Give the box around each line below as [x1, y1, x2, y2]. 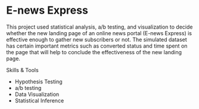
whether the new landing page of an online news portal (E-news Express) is [6, 29, 192, 36]
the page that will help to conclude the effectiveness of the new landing [6, 48, 182, 55]
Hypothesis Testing [14, 78, 63, 85]
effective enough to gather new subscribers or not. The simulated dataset [6, 36, 188, 43]
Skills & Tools [6, 66, 39, 73]
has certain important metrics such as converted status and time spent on [6, 42, 188, 49]
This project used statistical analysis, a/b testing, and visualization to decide [6, 23, 193, 30]
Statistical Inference [14, 96, 64, 104]
